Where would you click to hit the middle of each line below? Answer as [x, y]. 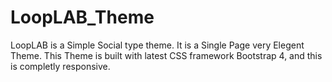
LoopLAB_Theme [82, 17]
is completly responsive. [60, 66]
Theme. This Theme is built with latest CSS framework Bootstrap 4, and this [166, 55]
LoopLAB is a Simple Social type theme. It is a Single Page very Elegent [157, 45]
